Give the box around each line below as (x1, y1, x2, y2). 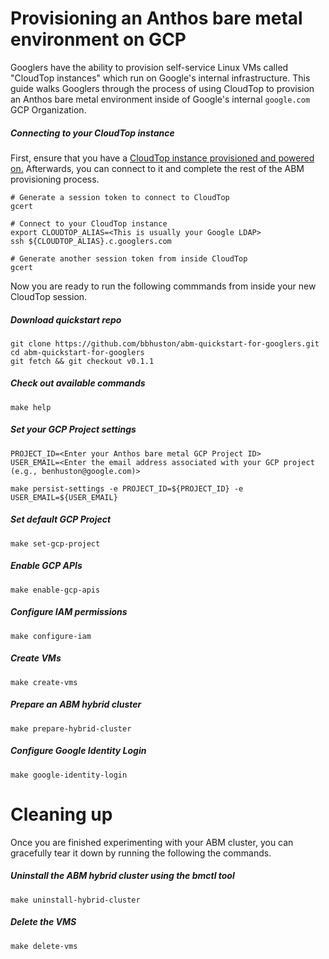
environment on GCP (10, 28, 187, 51)
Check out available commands (10, 377, 146, 389)
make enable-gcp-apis (10, 585, 101, 595)
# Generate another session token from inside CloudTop (10, 253, 248, 264)
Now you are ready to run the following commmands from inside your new (10, 280, 317, 292)
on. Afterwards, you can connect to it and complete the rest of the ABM (10, 162, 305, 174)
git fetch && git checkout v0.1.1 (10, 356, 155, 366)
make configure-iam (10, 631, 92, 641)
